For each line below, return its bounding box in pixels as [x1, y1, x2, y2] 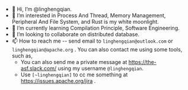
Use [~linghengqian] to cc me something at [20, 71, 128, 78]
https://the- [128, 59, 157, 65]
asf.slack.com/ [20, 65, 57, 72]
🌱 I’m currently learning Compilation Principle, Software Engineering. [11, 24, 180, 31]
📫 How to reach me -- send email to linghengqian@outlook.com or [11, 37, 173, 44]
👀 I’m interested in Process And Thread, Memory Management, [11, 12, 166, 19]
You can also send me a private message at [20, 59, 128, 65]
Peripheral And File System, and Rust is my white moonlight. [11, 18, 159, 25]
